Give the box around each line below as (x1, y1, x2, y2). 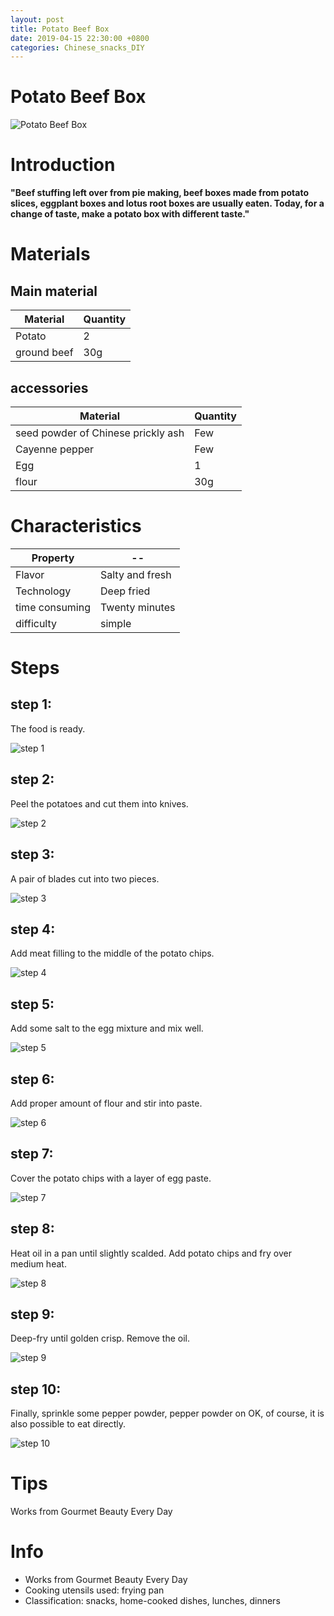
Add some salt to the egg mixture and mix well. (10, 1022, 204, 1035)
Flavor (15, 567, 45, 581)
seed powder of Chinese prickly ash (15, 426, 185, 440)
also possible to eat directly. (10, 1418, 127, 1430)
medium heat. (10, 1257, 67, 1270)
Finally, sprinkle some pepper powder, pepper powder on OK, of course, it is (10, 1407, 325, 1420)
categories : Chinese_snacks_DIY (10, 42, 145, 53)
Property (31, 551, 75, 565)
